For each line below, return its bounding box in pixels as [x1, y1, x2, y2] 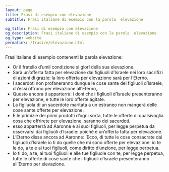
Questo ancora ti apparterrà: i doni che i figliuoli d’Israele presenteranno [12, 91, 162, 97]
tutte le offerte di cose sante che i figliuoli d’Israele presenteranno [12, 155, 150, 161]
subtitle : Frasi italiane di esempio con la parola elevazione [5, 17, 143, 22]
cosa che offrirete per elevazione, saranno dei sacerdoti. [12, 118, 131, 124]
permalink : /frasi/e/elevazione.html [5, 40, 85, 46]
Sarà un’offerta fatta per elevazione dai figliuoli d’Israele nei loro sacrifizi [12, 69, 163, 75]
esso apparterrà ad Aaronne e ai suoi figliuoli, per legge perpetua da [12, 123, 155, 129]
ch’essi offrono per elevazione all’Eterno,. [12, 85, 99, 91]
